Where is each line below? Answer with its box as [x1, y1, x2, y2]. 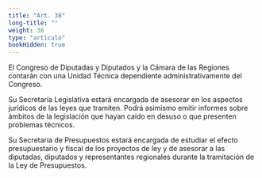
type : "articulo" [8, 33, 66, 42]
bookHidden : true [8, 41, 66, 49]
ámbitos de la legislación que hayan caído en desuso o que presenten [8, 112, 237, 121]
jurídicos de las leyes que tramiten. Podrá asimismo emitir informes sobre [8, 104, 249, 113]
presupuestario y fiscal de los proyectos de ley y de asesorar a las [8, 144, 225, 153]
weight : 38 [8, 26, 44, 34]
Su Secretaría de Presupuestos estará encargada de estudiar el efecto [8, 135, 238, 145]
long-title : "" [8, 19, 59, 27]
